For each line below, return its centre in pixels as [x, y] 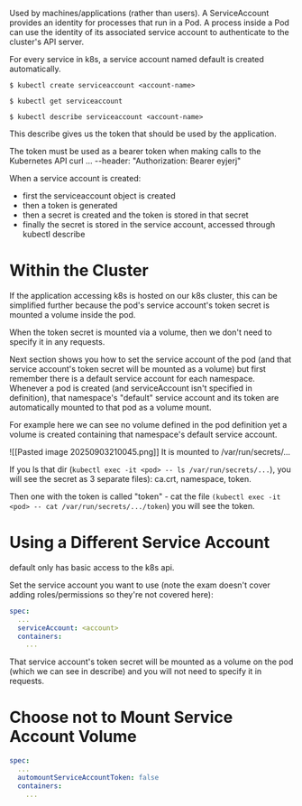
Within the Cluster [79, 271]
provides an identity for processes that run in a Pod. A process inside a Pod [150, 23]
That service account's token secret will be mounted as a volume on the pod [151, 662]
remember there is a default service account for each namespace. [132, 378]
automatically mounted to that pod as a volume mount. [110, 407]
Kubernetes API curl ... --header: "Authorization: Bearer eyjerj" [125, 161]
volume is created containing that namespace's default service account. [143, 434]
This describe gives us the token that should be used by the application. [143, 134]
